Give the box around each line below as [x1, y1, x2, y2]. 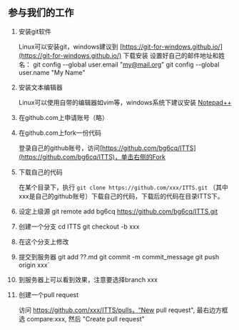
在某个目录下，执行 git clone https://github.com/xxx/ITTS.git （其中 [18, 183, 229, 191]
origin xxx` [18, 260, 50, 269]
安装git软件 [18, 27, 52, 36]
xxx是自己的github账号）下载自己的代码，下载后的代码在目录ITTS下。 [18, 191, 224, 200]
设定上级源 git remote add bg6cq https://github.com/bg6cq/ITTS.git [18, 206, 218, 216]
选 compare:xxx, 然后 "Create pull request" [18, 314, 145, 323]
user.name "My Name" [18, 68, 86, 76]
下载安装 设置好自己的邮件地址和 [123, 51, 219, 59]
